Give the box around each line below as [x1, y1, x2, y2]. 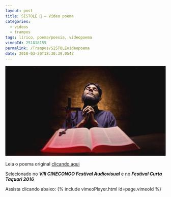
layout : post [5, 8, 33, 13]
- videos [10, 24, 28, 29]
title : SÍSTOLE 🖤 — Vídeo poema [5, 13, 74, 19]
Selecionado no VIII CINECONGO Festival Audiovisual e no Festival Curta [5, 171, 162, 177]
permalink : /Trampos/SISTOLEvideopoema [5, 46, 90, 51]
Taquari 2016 [5, 176, 34, 182]
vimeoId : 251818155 [5, 41, 47, 46]
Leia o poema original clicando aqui [5, 161, 80, 167]
